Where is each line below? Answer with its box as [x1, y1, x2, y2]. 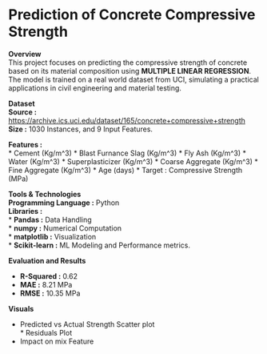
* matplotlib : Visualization [8, 231, 97, 241]
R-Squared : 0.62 [19, 271, 78, 281]
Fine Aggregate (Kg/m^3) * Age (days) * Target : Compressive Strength [8, 165, 243, 175]
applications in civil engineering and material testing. [8, 82, 182, 93]
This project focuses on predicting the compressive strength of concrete [8, 58, 248, 67]
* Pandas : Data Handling [8, 215, 92, 224]
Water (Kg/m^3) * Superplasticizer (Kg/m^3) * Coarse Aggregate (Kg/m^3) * [8, 156, 258, 166]
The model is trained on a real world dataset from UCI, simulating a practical [8, 74, 260, 84]
